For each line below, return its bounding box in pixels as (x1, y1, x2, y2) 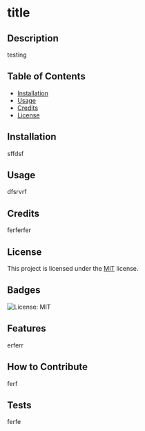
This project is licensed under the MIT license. (7, 265, 139, 273)
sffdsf (7, 149, 24, 157)
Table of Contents (7, 70, 86, 82)
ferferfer (7, 226, 32, 234)
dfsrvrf (7, 188, 27, 196)
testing (7, 50, 27, 59)
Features (7, 323, 46, 334)
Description (7, 32, 59, 44)
